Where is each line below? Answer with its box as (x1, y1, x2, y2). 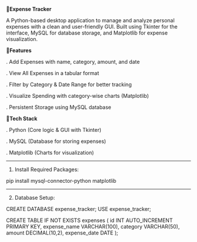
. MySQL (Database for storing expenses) (6, 138, 107, 145)
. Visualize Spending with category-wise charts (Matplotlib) (6, 93, 150, 99)
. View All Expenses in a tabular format (6, 70, 100, 76)
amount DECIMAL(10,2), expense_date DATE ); (6, 229, 118, 236)
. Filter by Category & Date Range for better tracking (6, 81, 132, 88)
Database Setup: (14, 194, 55, 201)
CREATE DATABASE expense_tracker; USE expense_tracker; (6, 206, 151, 212)
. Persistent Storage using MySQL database (6, 104, 111, 111)
